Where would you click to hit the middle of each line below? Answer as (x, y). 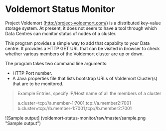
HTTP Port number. (32, 73)
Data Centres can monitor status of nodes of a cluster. (61, 33)
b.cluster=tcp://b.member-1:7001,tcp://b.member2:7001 (75, 108)
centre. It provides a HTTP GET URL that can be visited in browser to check (83, 48)
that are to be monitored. (38, 84)
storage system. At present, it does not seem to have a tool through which (81, 28)
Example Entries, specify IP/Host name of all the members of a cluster (89, 93)
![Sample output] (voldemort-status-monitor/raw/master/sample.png (76, 118)
